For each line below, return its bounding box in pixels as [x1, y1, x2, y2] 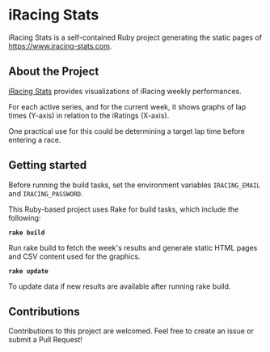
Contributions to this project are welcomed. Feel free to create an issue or [8, 326, 255, 336]
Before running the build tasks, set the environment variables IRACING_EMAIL [8, 180, 261, 190]
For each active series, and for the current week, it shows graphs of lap [8, 101, 247, 111]
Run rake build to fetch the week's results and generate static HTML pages [8, 243, 258, 252]
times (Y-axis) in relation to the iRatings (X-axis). [8, 110, 170, 120]
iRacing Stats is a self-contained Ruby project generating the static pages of [8, 32, 263, 42]
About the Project [8, 65, 99, 79]
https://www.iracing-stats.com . [8, 41, 112, 50]
